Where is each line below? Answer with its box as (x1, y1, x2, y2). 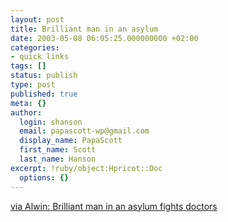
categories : (10, 42, 60, 53)
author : (10, 107, 43, 118)
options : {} (19, 172, 70, 183)
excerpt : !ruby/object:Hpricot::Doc (10, 163, 163, 173)
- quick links (10, 52, 70, 62)
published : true (10, 89, 78, 99)
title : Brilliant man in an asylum (10, 24, 159, 34)
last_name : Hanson (19, 154, 97, 164)
